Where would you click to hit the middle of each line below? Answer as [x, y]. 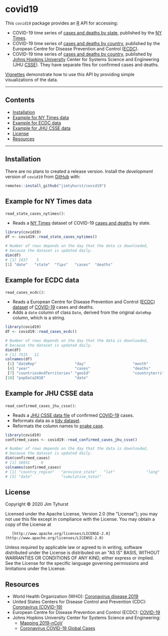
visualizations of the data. [32, 80]
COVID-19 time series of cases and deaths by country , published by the [86, 43]
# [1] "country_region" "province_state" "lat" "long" [82, 472]
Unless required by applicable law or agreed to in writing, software [74, 547]
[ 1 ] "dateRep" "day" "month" [78, 364]
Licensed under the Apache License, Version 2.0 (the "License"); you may [81, 514]
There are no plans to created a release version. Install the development [79, 171]
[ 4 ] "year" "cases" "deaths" [79, 369]
